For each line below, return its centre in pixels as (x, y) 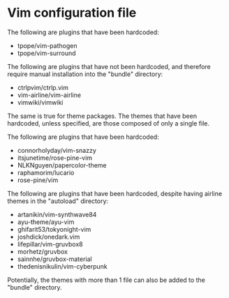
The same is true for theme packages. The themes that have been (102, 116)
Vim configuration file (72, 13)
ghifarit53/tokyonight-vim (54, 229)
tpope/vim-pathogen (47, 45)
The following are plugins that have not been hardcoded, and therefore (109, 66)
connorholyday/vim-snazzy (57, 150)
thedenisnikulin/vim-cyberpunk (62, 266)
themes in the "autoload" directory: (58, 201)
